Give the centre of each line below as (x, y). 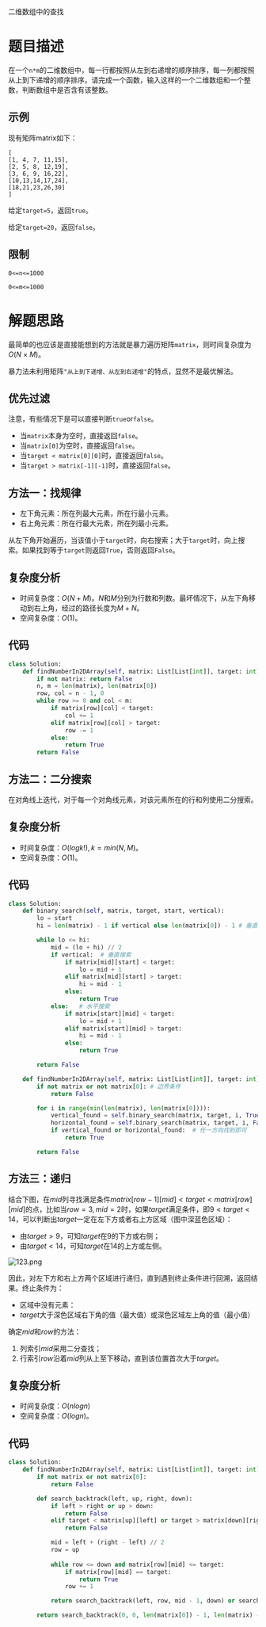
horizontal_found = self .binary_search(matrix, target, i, (150, 1123)
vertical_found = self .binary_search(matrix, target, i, (146, 1116)
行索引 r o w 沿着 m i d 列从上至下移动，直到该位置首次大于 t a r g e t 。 (122, 1358)
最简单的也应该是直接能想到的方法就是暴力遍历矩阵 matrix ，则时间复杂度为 (130, 344)
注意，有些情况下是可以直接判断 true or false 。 (83, 419)
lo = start (55, 919)
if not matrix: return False (85, 679)
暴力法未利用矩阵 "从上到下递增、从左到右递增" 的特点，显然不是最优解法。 (123, 371)
